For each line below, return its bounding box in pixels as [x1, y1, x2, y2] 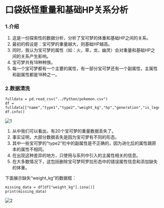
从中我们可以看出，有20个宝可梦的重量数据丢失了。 [12, 128, 116, 134]
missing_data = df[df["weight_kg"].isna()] [5, 185, 95, 189]
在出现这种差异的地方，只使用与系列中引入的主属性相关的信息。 [12, 152, 141, 158]
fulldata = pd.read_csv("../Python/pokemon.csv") [5, 96, 108, 102]
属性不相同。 [20, 146, 47, 152]
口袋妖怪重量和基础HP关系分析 [5, 4, 128, 16]
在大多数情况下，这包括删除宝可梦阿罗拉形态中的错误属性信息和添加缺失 [12, 158, 158, 164]
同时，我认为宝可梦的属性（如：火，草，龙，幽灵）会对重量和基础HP [12, 47, 151, 53]
